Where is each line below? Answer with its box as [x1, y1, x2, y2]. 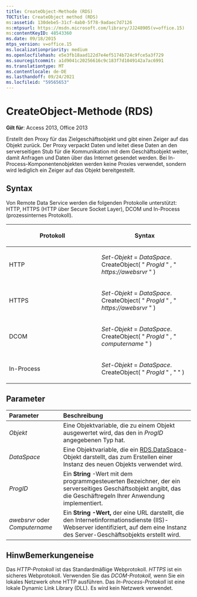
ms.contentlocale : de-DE [6, 69, 67, 74]
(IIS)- [152, 515, 169, 524]
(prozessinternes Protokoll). [6, 212, 73, 219]
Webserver [63, 523, 94, 531]
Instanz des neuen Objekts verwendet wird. [63, 460, 183, 468]
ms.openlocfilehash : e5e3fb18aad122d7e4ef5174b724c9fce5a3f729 [6, 52, 164, 58]
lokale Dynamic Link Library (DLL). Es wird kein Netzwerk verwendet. [6, 585, 174, 592]
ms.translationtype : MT [6, 63, 64, 69]
